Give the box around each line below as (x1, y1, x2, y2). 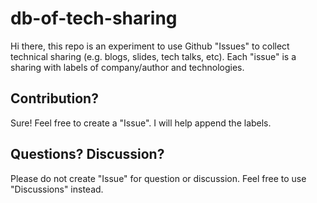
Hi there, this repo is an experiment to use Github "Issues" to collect (10, 40, 290, 52)
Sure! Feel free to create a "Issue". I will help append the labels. (10, 117, 272, 129)
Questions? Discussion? (10, 146, 165, 163)
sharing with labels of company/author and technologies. (10, 61, 245, 73)
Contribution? (10, 90, 99, 107)
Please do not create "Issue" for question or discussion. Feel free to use (10, 172, 307, 184)
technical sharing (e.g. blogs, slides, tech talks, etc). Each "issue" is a (10, 50, 297, 62)
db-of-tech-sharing (10, 7, 178, 30)
